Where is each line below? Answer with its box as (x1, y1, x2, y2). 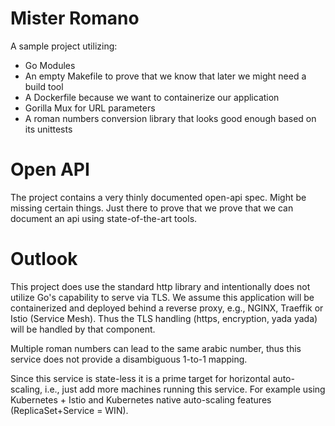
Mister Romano (10, 7, 140, 30)
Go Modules (24, 59, 76, 71)
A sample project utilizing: (10, 40, 118, 52)
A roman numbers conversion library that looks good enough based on (24, 112, 317, 124)
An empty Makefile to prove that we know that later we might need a (24, 70, 307, 82)
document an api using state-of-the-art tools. (10, 212, 198, 224)
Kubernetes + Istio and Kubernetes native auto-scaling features (10, 393, 272, 406)
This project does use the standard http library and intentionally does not (10, 280, 311, 292)
